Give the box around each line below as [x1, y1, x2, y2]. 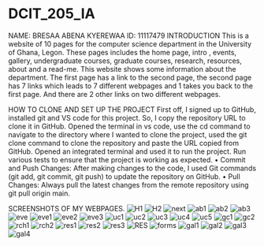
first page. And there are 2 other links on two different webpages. [8, 89, 221, 99]
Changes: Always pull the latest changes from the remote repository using [8, 180, 250, 189]
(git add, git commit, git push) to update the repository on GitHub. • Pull [8, 171, 240, 181]
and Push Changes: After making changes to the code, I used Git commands [8, 163, 257, 173]
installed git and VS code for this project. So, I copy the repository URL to [8, 113, 246, 122]
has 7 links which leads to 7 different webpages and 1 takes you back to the [8, 80, 254, 91]
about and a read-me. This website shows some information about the [8, 64, 236, 73]
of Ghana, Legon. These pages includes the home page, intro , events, [8, 47, 237, 57]
